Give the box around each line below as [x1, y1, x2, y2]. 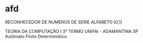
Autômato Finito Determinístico [5, 33, 67, 39]
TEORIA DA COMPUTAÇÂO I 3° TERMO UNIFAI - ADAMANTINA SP [5, 28, 139, 34]
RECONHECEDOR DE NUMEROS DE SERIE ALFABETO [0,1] [5, 19, 123, 25]
